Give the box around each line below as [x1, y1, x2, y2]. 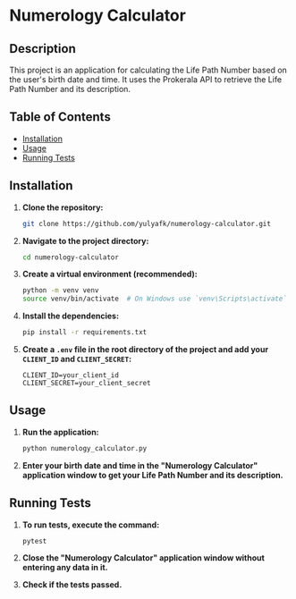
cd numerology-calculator [21, 252, 119, 262]
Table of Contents [9, 109, 112, 125]
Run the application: [21, 426, 100, 437]
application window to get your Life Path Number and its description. [21, 469, 283, 480]
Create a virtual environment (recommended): [21, 269, 199, 280]
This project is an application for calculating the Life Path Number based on [9, 64, 288, 75]
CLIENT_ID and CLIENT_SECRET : [21, 354, 132, 364]
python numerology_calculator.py [21, 443, 148, 452]
